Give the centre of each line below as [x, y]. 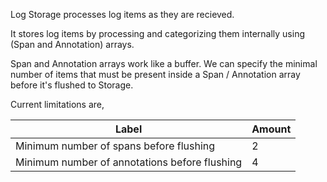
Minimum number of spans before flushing [115, 146]
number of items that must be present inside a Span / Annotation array [155, 74]
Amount [271, 129]
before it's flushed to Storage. [72, 85]
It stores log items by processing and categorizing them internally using [157, 33]
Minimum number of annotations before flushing [129, 162]
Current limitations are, [57, 104]
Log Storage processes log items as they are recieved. [122, 14]
